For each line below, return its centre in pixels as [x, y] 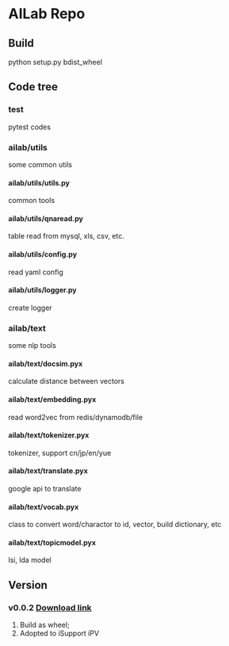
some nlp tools [32, 346]
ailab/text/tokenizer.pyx [49, 435]
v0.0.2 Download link [50, 607]
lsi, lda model [30, 560]
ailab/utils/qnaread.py [46, 218]
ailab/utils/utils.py [39, 182]
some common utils [40, 164]
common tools [32, 201]
